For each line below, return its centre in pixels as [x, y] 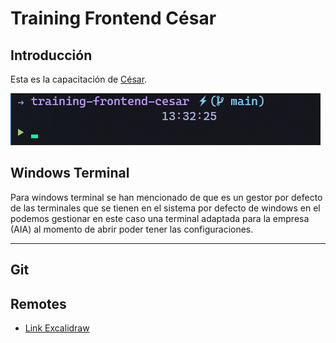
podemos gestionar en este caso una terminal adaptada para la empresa [160, 218]
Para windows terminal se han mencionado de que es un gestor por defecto [166, 197]
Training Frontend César [113, 18]
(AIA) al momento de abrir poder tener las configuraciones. [132, 229]
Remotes [38, 303]
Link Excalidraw [57, 328]
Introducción [51, 55]
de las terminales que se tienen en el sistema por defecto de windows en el [165, 208]
